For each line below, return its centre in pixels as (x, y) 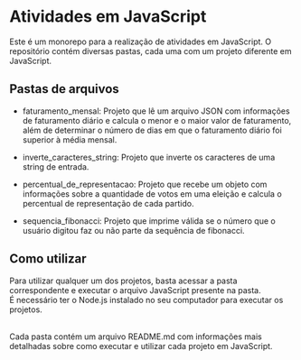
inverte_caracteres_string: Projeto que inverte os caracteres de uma (149, 157)
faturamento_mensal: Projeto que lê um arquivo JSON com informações (156, 111)
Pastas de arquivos (64, 89)
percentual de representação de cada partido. (108, 203)
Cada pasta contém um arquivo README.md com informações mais (136, 337)
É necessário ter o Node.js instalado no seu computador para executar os (146, 300)
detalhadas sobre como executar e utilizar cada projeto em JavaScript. (141, 346)
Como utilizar (48, 259)
